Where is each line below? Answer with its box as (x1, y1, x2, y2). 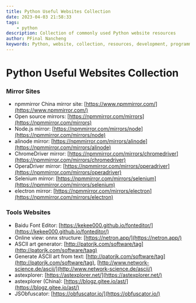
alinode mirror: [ (14, 138, 54, 145)
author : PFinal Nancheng (6, 36, 66, 42)
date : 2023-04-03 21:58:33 (6, 14, 72, 20)
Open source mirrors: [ (14, 113, 69, 120)
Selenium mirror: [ (14, 175, 58, 182)
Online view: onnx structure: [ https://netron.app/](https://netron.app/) (14, 234, 182, 241)
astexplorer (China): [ (14, 277, 66, 284)
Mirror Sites (6, 87, 41, 95)
